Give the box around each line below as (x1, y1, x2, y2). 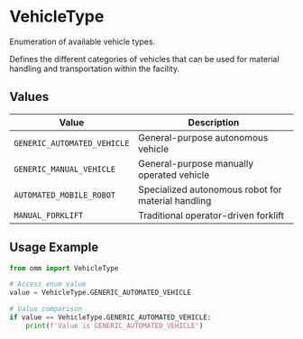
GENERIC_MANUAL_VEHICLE (14, 164, 116, 174)
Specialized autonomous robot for (138, 183, 282, 196)
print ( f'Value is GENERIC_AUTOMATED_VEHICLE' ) (25, 321, 204, 330)
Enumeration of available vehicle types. (9, 36, 156, 47)
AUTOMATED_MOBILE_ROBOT (14, 189, 116, 200)
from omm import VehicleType (9, 263, 119, 272)
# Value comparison (9, 305, 83, 314)
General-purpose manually (138, 157, 254, 169)
